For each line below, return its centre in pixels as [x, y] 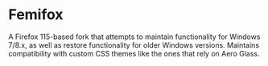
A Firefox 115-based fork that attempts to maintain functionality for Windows [134, 37]
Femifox [36, 15]
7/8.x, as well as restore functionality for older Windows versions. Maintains [134, 45]
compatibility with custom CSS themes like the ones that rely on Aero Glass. [134, 53]
